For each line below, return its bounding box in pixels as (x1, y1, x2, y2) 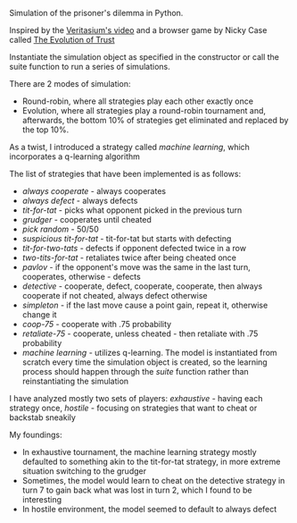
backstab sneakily (9, 412, 76, 423)
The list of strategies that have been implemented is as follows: (9, 169, 242, 179)
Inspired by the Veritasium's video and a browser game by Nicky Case (9, 25, 268, 35)
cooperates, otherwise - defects (21, 272, 141, 282)
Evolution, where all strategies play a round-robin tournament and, (21, 105, 266, 115)
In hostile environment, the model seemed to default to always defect (21, 504, 277, 514)
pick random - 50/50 (21, 224, 100, 234)
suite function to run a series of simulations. (9, 62, 171, 72)
